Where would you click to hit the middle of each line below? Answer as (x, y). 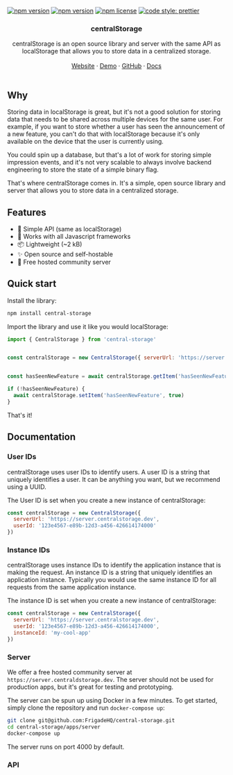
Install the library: (32, 300)
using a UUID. (27, 487)
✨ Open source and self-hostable (65, 254)
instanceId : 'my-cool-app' (52, 633)
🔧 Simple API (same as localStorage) (69, 228)
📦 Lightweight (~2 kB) (50, 244)
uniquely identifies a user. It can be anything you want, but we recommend (114, 479)
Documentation (42, 437)
